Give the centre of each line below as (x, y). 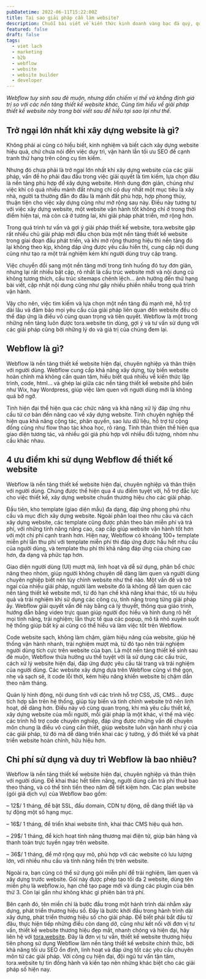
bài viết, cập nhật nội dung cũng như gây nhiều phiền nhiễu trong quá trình (101, 285)
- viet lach (27, 47)
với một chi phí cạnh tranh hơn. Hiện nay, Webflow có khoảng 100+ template (103, 535)
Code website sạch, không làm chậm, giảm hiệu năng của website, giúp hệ (101, 637)
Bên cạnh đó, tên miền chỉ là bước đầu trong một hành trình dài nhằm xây (99, 904)
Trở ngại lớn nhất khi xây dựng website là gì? (93, 130)
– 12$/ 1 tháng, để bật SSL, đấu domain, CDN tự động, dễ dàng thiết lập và (100, 806)
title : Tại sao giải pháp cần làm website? (63, 18)
